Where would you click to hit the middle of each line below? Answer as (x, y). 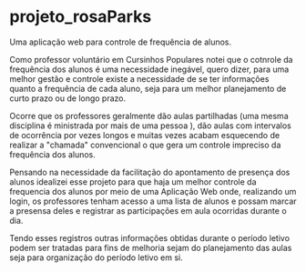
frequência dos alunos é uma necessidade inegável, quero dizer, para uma (149, 69)
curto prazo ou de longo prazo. (68, 98)
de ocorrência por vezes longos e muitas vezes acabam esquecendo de (145, 135)
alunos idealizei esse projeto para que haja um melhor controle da (133, 181)
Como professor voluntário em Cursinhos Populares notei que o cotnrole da (151, 59)
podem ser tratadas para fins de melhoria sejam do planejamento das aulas (151, 247)
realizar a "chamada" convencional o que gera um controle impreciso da (145, 145)
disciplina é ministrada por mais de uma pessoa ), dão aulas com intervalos (150, 126)
